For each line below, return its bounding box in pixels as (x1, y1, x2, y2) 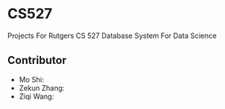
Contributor (7, 54, 67, 67)
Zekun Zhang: (18, 83, 65, 92)
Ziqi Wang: (18, 92, 55, 101)
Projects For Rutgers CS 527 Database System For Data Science (7, 31, 217, 40)
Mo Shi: (18, 74, 44, 84)
